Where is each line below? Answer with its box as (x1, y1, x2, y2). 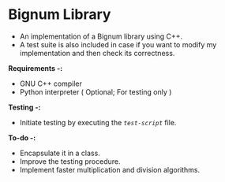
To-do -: (8, 132, 36, 143)
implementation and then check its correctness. (19, 48, 175, 58)
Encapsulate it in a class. (19, 148, 100, 158)
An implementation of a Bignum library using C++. (19, 32, 183, 41)
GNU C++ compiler (19, 79, 83, 88)
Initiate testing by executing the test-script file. (19, 117, 177, 127)
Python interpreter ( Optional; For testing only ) (19, 87, 172, 96)
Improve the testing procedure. (19, 156, 121, 166)
